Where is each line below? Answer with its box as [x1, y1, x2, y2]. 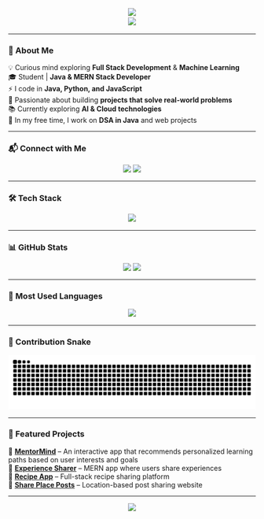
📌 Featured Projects [8, 428, 85, 439]
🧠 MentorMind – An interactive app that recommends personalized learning [8, 447, 254, 456]
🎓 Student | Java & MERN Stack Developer [8, 72, 152, 82]
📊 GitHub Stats [8, 242, 68, 253]
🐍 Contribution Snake [8, 336, 92, 347]
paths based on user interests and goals [8, 454, 139, 464]
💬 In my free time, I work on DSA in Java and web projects [8, 116, 197, 125]
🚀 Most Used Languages [8, 291, 104, 302]
